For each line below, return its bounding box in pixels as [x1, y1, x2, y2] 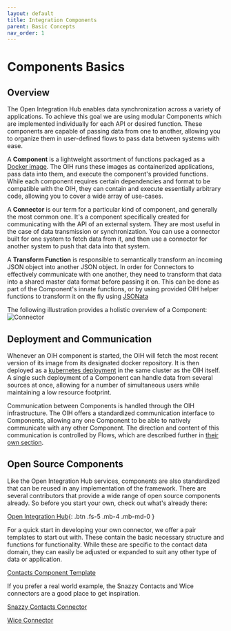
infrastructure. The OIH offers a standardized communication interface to [7, 409, 215, 417]
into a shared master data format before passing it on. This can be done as [7, 277, 219, 286]
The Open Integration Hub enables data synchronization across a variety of [7, 105, 221, 113]
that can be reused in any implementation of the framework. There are [7, 484, 207, 492]
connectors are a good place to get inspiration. [7, 589, 140, 597]
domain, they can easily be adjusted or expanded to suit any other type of [7, 547, 217, 556]
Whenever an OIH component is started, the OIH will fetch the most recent [7, 351, 219, 360]
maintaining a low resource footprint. [7, 388, 112, 396]
